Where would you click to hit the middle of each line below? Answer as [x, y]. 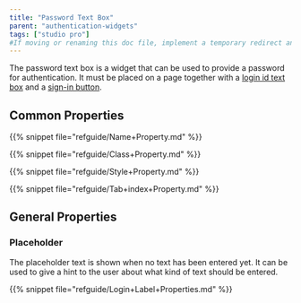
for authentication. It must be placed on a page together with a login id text [147, 78]
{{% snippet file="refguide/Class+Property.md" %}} [105, 154]
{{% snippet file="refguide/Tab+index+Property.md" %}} [114, 189]
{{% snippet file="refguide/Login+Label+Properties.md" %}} [121, 289]
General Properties [63, 217]
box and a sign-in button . [56, 87]
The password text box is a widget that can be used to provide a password [147, 68]
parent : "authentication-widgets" [74, 26]
